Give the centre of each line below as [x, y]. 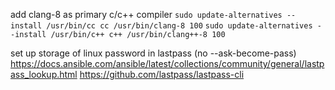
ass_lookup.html [44, 74]
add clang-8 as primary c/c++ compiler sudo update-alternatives [146, 14]
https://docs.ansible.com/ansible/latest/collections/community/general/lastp [167, 63]
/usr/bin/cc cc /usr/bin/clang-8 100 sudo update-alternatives [179, 26]
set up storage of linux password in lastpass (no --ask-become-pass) [153, 53]
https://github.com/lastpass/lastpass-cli [162, 74]
